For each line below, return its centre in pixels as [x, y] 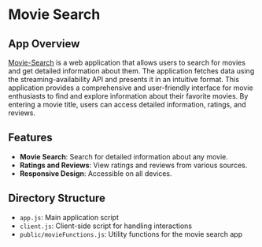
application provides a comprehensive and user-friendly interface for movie [131, 88]
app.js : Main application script [69, 217]
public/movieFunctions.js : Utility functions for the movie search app [131, 234]
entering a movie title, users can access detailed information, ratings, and [127, 105]
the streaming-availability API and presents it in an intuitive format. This [124, 79]
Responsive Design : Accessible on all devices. [96, 173]
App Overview [44, 44]
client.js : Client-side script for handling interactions [106, 226]
